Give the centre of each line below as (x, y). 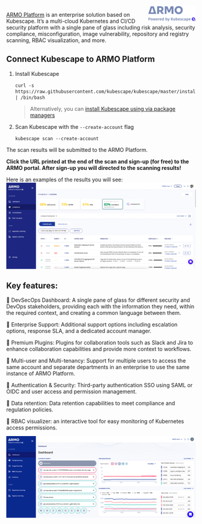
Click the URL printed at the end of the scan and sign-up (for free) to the (98, 161)
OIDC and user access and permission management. (72, 391)
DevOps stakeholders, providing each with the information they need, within (100, 307)
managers (42, 115)
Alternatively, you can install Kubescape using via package (103, 108)
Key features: (32, 286)
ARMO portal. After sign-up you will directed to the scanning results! (94, 167)
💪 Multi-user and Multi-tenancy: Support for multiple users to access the (96, 361)
